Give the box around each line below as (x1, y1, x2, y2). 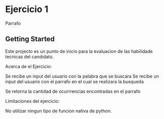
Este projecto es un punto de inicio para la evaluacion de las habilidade (5, 48, 153, 54)
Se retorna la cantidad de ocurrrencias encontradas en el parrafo (5, 88, 141, 94)
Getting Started (5, 35, 55, 43)
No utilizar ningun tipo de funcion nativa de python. (5, 107, 112, 114)
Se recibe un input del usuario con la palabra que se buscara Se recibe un (5, 73, 159, 79)
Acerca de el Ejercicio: (5, 63, 52, 69)
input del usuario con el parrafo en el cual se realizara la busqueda (5, 78, 144, 84)
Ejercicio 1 (5, 4, 48, 15)
